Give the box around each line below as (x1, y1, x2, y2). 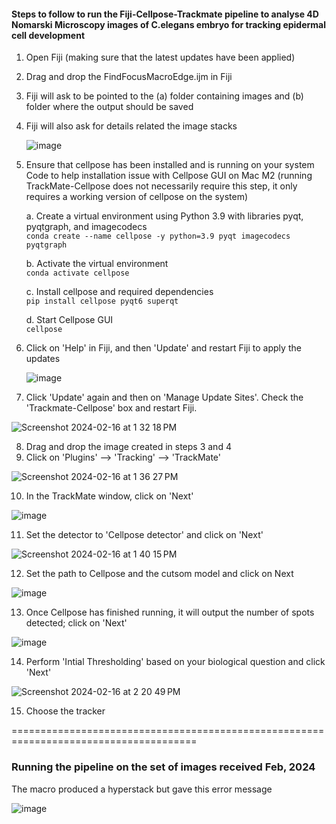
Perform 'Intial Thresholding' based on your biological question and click (25, 656, 326, 668)
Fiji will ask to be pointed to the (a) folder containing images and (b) (25, 90, 304, 102)
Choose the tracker (25, 705, 106, 717)
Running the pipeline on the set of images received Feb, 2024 (11, 760, 316, 774)
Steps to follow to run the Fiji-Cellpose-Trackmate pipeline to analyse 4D (11, 8, 319, 20)
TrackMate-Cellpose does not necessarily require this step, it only (25, 180, 298, 192)
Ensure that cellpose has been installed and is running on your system (25, 159, 315, 171)
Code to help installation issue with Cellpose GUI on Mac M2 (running (25, 170, 313, 182)
